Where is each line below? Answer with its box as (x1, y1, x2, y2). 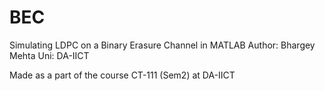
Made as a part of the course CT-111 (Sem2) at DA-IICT (9, 69, 236, 81)
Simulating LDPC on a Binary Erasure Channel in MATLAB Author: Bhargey (9, 39, 316, 51)
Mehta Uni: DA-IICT (9, 49, 90, 61)
